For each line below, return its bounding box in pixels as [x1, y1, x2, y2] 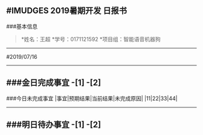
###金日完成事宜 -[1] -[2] [6, 77, 101, 88]
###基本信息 [6, 23, 38, 30]
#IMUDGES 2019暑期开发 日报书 [6, 5, 127, 16]
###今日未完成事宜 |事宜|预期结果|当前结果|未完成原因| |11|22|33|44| [6, 95, 178, 102]
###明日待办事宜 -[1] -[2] [6, 119, 101, 130]
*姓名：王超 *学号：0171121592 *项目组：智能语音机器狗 [21, 35, 161, 43]
